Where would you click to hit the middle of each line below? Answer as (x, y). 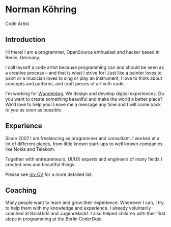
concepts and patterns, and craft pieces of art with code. (65, 83)
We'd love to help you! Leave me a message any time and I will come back (83, 104)
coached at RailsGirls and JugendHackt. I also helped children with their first (85, 214)
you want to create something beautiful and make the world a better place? (84, 99)
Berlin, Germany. (23, 57)
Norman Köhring (41, 9)
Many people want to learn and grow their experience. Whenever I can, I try (84, 202)
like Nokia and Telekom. (30, 149)
